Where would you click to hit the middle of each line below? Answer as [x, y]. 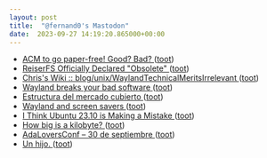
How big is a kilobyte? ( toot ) [73, 125]
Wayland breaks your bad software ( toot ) [97, 87]
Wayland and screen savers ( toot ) [84, 107]
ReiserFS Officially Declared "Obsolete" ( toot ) [105, 68]
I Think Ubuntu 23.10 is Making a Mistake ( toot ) [108, 115]
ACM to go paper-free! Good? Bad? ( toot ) [98, 59]
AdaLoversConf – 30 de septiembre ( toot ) [98, 135]
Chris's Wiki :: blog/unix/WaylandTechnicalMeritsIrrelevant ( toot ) [141, 78]
